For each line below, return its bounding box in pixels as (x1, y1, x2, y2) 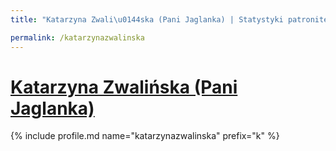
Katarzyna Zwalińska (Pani (10, 76, 238, 98)
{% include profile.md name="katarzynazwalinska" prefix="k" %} (10, 130, 280, 142)
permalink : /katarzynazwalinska (10, 32, 145, 43)
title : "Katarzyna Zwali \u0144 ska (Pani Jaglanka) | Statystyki (10, 14, 284, 25)
